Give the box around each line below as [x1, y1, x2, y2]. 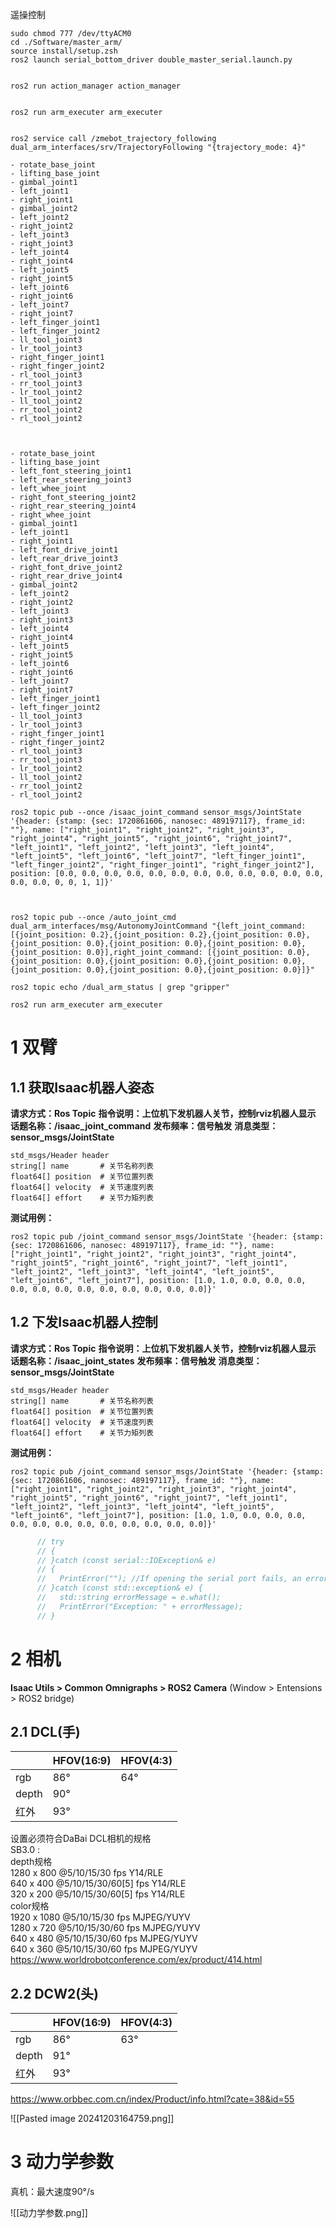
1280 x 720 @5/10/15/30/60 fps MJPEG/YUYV [10, 1922, 201, 1934]
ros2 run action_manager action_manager [10, 81, 182, 91]
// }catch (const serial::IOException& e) [36, 1555, 217, 1565]
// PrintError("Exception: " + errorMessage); [36, 1601, 244, 1612]
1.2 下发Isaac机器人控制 [10, 1314, 158, 1331]
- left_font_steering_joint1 [10, 466, 132, 476]
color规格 [10, 1900, 50, 1912]
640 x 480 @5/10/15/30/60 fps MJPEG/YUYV [10, 1933, 198, 1945]
